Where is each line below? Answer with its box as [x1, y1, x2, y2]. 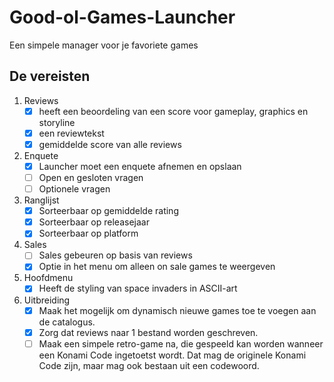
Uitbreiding [23, 294, 71, 306]
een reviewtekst [38, 127, 105, 139]
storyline [38, 116, 76, 128]
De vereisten [9, 68, 91, 85]
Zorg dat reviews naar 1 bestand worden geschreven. [38, 326, 259, 338]
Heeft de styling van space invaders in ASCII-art [38, 282, 238, 295]
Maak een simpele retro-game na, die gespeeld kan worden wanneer [38, 337, 324, 350]
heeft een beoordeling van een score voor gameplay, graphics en [38, 105, 309, 117]
